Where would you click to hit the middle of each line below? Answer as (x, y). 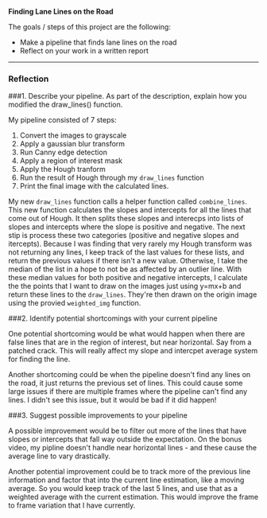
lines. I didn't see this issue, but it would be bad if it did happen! (112, 400)
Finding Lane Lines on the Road (61, 12)
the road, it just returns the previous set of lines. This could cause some (126, 383)
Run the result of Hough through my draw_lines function (112, 177)
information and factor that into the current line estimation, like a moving (126, 480)
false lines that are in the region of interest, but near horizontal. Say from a (130, 342)
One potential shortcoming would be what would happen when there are (127, 334)
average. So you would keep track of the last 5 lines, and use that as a (123, 489)
